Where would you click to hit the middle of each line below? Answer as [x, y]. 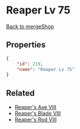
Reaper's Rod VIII [36, 120]
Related [21, 93]
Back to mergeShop [30, 26]
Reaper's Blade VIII [38, 113]
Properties [26, 45]
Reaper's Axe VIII [36, 107]
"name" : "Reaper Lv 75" [46, 69]
